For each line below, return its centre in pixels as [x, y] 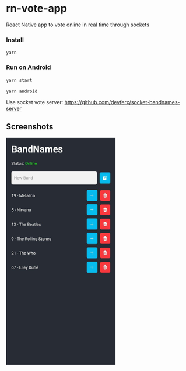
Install [15, 40]
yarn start [19, 80]
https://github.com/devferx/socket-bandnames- [122, 102]
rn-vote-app [36, 8]
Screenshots [30, 127]
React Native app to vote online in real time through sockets [78, 25]
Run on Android [29, 67]
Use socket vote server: [35, 102]
